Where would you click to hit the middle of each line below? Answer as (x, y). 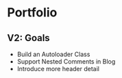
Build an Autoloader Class (53, 54)
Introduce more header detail (58, 69)
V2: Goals (28, 38)
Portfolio (32, 13)
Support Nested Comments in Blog (66, 62)
